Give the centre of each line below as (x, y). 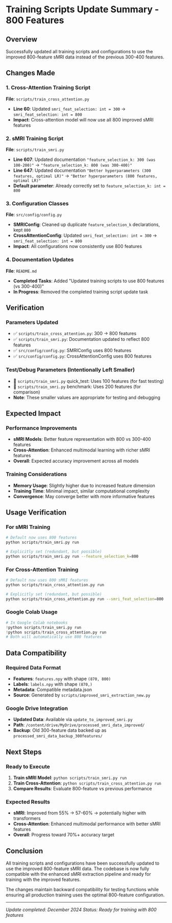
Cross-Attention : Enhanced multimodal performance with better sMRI (87, 824)
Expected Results (28, 802)
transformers (27, 818)
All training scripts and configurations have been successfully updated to (83, 863)
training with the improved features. (43, 879)
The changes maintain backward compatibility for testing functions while (82, 890)
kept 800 (22, 230)
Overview (22, 39)
